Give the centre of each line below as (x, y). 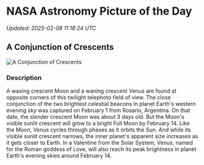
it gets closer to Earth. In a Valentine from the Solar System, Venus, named (100, 143)
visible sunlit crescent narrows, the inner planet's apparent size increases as (102, 136)
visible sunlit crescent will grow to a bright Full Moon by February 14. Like (98, 124)
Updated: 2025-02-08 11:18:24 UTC (51, 28)
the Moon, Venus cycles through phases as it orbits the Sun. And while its (99, 130)
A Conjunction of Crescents (60, 47)
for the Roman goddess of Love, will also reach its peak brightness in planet (101, 149)
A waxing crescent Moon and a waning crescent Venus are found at (91, 91)
